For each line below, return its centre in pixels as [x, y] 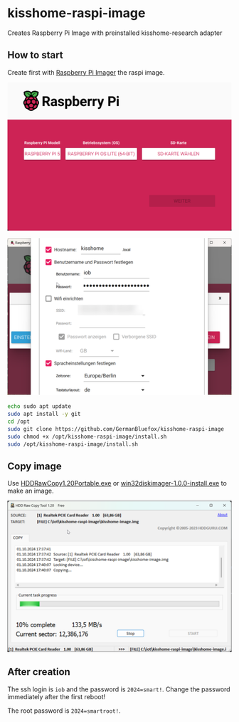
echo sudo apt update [39, 407]
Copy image [34, 466]
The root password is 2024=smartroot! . [64, 711]
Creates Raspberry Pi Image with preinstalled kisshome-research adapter [115, 33]
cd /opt [19, 422]
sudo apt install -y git [44, 414]
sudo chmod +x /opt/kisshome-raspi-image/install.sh [87, 436]
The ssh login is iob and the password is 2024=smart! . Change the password [119, 689]
